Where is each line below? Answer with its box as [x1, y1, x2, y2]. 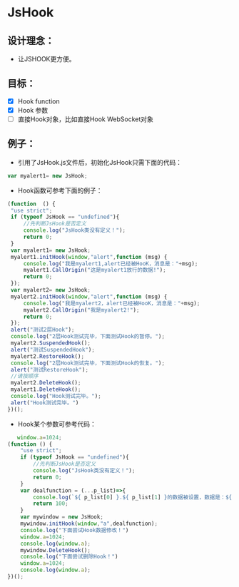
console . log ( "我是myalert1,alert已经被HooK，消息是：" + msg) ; [23, 260, 198, 267]
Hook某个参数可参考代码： [17, 419, 96, 428]
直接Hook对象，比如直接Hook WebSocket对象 [17, 115, 153, 123]
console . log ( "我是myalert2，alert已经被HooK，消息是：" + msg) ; [23, 300, 200, 307]
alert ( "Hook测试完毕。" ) [10, 399, 79, 407]
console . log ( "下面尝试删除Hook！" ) [20, 553, 118, 561]
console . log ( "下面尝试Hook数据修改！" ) [20, 526, 129, 534]
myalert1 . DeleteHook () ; [10, 386, 81, 393]
